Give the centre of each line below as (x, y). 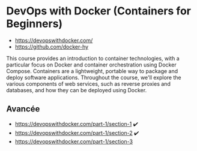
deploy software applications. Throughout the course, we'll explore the (94, 77)
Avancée (23, 109)
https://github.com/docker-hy (52, 47)
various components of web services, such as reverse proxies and (89, 84)
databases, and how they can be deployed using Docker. (77, 90)
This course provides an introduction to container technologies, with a (93, 58)
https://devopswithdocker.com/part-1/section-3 (74, 141)
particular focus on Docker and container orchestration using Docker (91, 65)
